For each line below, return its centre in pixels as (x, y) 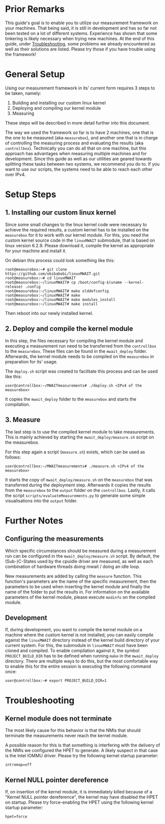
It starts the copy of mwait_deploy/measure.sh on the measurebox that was (79, 479)
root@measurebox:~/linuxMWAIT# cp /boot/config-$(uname (64, 282)
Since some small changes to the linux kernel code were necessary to (76, 224)
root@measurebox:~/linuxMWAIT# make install (51, 304)
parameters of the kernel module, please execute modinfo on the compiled (80, 597)
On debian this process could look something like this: (60, 260)
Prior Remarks (35, 9)
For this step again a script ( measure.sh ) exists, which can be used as (75, 452)
